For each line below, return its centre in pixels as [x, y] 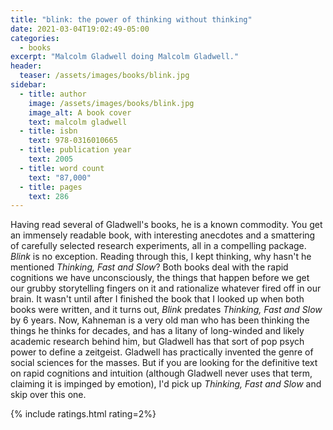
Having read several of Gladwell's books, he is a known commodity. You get [166, 225]
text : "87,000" [60, 177]
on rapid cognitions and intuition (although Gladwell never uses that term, [161, 373]
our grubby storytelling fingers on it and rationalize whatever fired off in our [166, 288]
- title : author [53, 94]
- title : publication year [75, 150]
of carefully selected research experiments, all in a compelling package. [158, 246]
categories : [35, 38]
